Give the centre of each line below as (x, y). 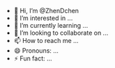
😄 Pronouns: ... (36, 51)
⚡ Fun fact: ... (33, 58)
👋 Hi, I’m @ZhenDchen (46, 11)
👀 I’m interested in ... (43, 18)
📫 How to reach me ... (46, 41)
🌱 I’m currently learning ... (51, 25)
